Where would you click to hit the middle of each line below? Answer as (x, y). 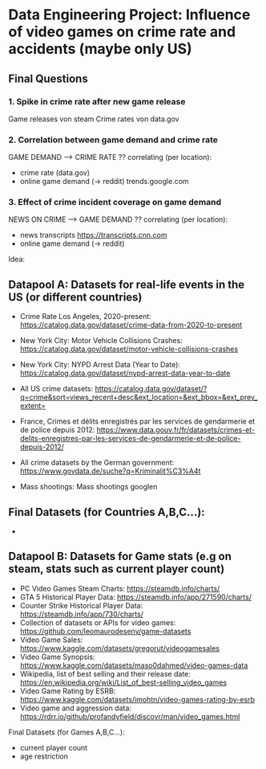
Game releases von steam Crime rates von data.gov (94, 119)
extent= (33, 406)
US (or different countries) (75, 297)
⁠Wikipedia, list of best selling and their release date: (105, 673)
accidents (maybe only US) (100, 49)
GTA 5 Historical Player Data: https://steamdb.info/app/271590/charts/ (136, 597)
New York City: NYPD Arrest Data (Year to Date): (100, 365)
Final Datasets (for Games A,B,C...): (67, 732)
